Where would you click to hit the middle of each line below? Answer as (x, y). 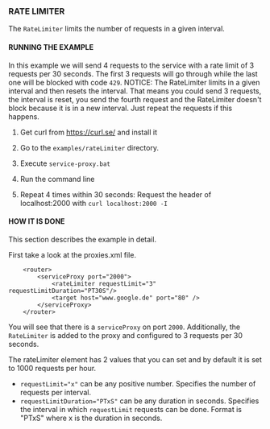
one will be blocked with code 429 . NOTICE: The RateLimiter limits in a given (134, 82)
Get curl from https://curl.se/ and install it (88, 132)
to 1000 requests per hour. (52, 368)
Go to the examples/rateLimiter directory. (89, 147)
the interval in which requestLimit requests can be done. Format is (131, 409)
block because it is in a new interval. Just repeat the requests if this (120, 108)
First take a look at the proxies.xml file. (73, 254)
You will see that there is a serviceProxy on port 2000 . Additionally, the (124, 327)
